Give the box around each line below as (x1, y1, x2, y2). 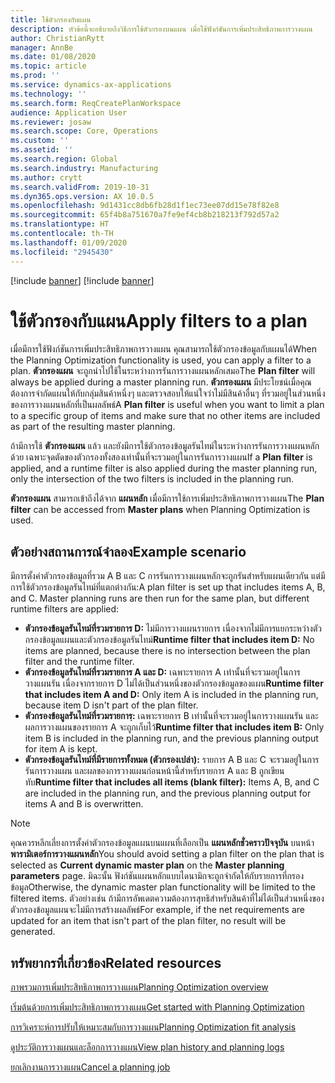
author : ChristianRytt (10, 33, 105, 43)
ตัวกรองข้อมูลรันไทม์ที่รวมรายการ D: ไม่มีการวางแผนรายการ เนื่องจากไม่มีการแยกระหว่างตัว (24, 622, 323, 635)
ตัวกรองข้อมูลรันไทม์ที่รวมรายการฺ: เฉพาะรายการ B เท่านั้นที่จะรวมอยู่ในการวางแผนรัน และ (24, 710, 319, 722)
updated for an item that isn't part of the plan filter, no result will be (10, 915, 287, 927)
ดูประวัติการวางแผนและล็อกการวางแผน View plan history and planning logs (10, 1041, 285, 1053)
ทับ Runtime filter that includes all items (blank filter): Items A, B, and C (24, 776, 320, 788)
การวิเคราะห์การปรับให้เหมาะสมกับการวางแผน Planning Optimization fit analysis (10, 1021, 297, 1033)
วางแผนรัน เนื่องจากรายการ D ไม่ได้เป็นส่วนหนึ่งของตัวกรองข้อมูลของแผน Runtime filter (24, 677, 324, 690)
